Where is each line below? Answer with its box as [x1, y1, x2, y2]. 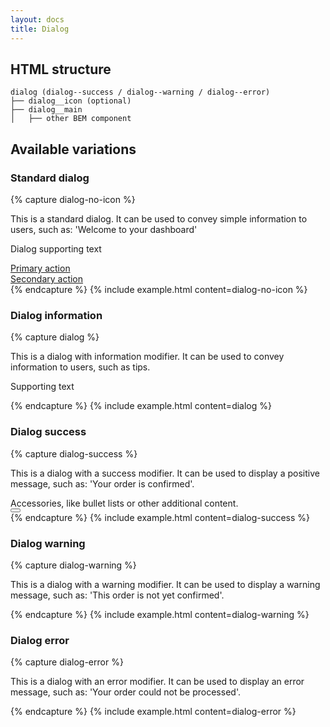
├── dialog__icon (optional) [10, 96, 132, 106]
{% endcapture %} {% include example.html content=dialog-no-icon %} [10, 284, 308, 295]
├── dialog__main [10, 105, 83, 115]
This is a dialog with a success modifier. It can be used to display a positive [10, 467, 320, 479]
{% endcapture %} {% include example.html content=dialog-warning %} [10, 608, 310, 620]
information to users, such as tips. [10, 361, 151, 373]
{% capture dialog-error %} [10, 656, 124, 668]
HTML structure [10, 61, 112, 78]
